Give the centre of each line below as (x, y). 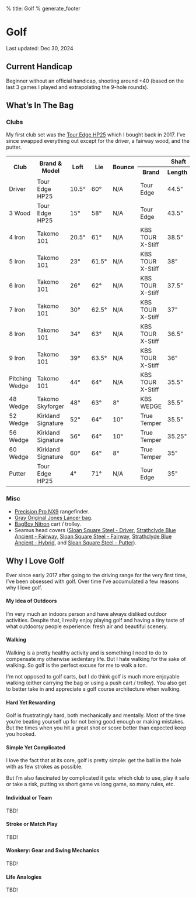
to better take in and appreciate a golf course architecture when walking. (93, 689)
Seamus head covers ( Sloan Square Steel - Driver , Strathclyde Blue (95, 530)
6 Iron (17, 286)
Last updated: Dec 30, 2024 (40, 48)
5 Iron (17, 262)
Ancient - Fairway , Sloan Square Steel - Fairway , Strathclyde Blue (93, 536)
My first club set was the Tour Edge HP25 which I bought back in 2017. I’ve (96, 135)
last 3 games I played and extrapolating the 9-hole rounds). (77, 87)
